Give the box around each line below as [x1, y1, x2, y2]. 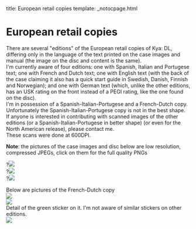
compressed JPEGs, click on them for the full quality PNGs [6, 149, 148, 156]
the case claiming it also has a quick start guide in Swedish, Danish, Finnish [6, 75, 188, 82]
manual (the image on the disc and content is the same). [6, 57, 142, 64]
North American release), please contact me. [6, 125, 115, 132]
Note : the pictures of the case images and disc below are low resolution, [6, 143, 181, 150]
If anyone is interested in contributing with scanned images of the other [6, 113, 178, 120]
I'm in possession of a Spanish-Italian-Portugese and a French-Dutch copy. [6, 100, 188, 107]
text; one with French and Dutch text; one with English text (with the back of [6, 70, 189, 77]
